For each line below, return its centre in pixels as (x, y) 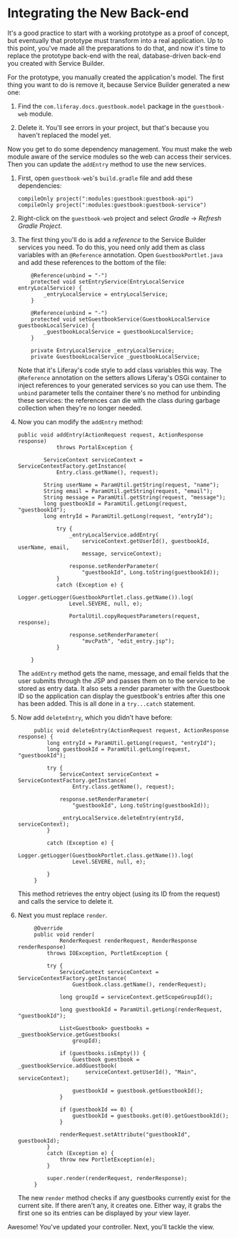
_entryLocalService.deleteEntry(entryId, (122, 818)
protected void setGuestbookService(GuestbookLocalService (121, 319)
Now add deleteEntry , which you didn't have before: (95, 717)
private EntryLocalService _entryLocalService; (103, 350)
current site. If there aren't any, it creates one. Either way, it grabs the (119, 1205)
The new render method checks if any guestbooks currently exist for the (124, 1197)
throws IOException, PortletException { (108, 953)
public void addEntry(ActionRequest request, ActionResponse (111, 435)
